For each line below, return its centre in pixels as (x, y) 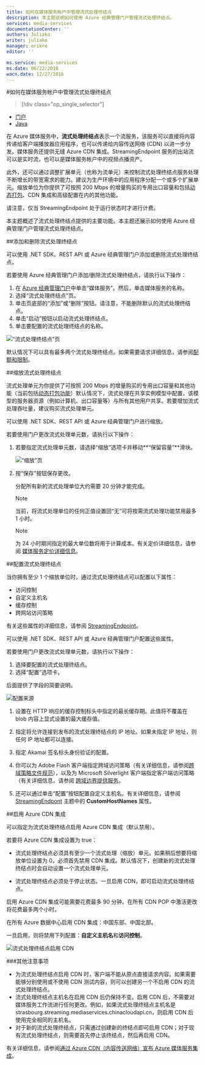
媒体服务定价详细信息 (49, 551)
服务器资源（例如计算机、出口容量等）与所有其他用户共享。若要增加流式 (108, 401)
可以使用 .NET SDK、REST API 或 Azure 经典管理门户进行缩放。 (86, 421)
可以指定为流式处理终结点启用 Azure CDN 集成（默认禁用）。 (82, 827)
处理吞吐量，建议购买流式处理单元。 (52, 409)
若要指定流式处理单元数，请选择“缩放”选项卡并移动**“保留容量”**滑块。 (106, 447)
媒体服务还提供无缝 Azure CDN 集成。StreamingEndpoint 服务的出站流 (105, 152)
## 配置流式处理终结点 (34, 564)
